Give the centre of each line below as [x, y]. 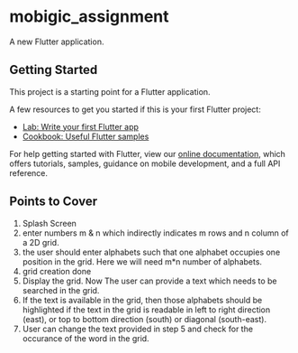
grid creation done [57, 271]
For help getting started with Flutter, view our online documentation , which [148, 153]
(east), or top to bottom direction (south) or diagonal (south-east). [144, 319]
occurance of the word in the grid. [86, 338]
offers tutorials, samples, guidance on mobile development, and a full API [145, 163]
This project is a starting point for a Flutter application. [110, 91]
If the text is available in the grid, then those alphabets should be [142, 300]
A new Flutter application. [57, 42]
